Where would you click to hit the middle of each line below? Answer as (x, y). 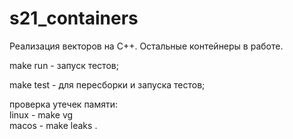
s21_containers (74, 18)
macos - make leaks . (53, 125)
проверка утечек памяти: (64, 104)
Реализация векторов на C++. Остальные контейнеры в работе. (146, 46)
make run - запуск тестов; (64, 65)
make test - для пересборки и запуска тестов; (107, 84)
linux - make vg (41, 114)
